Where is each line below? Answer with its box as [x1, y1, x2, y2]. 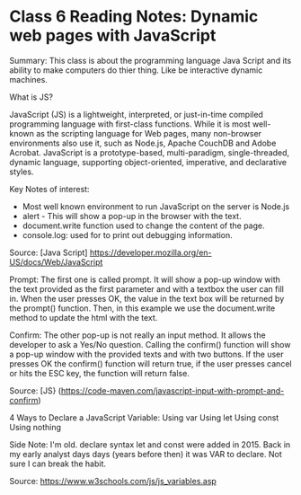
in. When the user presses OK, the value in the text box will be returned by [9, 293, 285, 304]
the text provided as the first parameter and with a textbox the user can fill [9, 283, 285, 294]
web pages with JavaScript [9, 25, 217, 46]
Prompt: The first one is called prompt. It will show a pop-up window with [9, 274, 281, 285]
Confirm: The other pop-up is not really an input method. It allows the [9, 330, 267, 340]
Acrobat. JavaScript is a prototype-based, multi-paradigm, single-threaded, [9, 146, 290, 158]
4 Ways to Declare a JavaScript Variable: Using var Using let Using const [9, 411, 279, 423]
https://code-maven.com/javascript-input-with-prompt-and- [60, 385, 285, 396]
